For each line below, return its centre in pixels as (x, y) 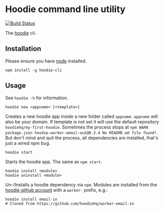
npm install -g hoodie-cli (34, 70)
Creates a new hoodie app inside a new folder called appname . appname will (81, 116)
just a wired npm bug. (28, 143)
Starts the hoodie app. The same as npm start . (54, 162)
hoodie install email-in (31, 199)
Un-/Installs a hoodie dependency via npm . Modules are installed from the (81, 184)
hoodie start (19, 152)
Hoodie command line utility (65, 9)
